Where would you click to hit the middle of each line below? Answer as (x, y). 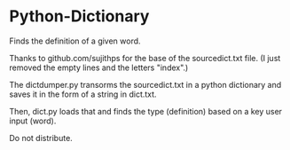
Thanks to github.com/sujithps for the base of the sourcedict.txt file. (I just (145, 58)
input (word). (33, 121)
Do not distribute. (41, 138)
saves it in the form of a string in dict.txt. (83, 94)
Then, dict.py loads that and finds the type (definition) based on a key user (145, 111)
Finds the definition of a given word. (75, 41)
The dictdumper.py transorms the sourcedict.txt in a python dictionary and (145, 84)
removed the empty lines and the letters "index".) (99, 67)
